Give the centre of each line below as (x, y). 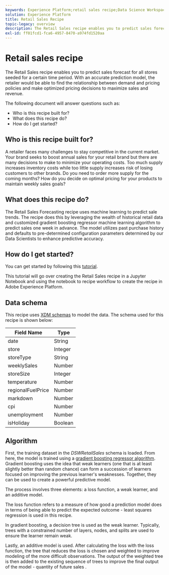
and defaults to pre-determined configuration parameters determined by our (84, 233)
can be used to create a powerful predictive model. (58, 480)
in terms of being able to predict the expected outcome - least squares (78, 510)
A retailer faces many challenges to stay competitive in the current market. (82, 152)
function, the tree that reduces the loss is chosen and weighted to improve (82, 551)
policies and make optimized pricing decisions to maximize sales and (77, 88)
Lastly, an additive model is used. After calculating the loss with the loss (80, 545)
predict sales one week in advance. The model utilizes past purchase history (84, 228)
